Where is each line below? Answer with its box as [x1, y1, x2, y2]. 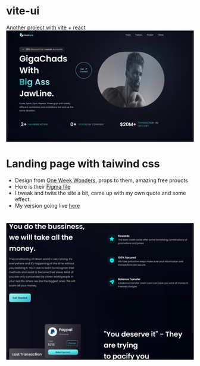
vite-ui [6, 4, 40, 18]
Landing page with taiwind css [6, 157, 160, 170]
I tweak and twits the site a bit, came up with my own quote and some [14, 189, 186, 196]
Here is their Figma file [14, 183, 71, 190]
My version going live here [14, 202, 80, 209]
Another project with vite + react [6, 24, 86, 31]
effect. [14, 195, 32, 203]
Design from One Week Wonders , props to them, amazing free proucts [14, 177, 189, 184]
